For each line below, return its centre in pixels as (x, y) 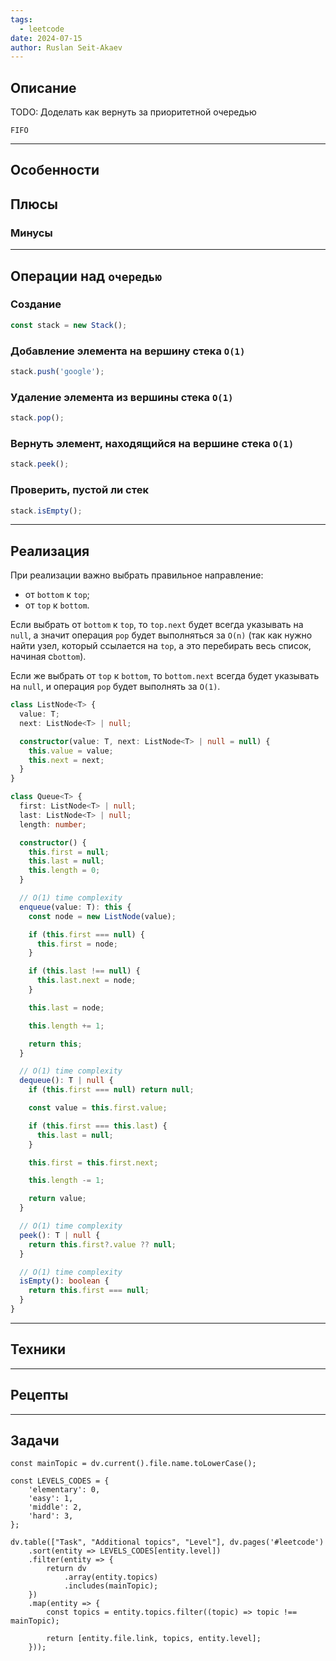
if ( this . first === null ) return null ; (111, 1090)
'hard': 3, (51, 1516)
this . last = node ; (66, 1007)
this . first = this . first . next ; (93, 1162)
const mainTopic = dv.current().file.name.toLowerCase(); (133, 1464)
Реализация (50, 551)
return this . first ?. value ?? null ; (102, 1244)
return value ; (57, 1199)
